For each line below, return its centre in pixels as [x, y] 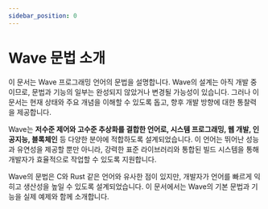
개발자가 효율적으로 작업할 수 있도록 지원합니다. [82, 159]
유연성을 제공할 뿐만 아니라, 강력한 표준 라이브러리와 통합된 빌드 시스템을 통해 [138, 149]
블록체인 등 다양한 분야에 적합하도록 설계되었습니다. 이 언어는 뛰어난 [138, 139]
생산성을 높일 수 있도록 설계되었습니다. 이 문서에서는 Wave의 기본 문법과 [136, 186]
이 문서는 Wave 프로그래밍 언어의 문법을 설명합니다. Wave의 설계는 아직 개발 [129, 82]
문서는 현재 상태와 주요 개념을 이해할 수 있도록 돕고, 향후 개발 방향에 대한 [122, 102]
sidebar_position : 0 [43, 16]
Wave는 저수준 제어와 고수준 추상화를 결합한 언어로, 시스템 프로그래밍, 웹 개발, [130, 129]
